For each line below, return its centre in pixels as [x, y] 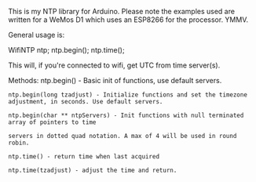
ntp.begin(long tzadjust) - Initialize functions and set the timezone [128, 95]
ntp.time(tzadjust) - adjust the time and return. [93, 170]
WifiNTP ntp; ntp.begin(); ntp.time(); [66, 50]
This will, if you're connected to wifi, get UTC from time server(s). [114, 65]
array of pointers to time [52, 122]
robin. [19, 143]
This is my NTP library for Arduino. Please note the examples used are [122, 11]
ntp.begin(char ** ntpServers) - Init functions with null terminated [126, 115]
